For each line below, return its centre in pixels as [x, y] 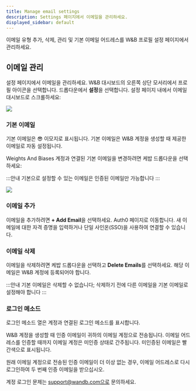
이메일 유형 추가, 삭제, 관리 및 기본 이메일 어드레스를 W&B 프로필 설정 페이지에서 [97, 40]
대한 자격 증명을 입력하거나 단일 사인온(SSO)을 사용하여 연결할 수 [96, 227]
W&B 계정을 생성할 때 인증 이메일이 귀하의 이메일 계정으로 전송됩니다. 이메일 [93, 335]
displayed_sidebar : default [40, 22]
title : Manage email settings [43, 11]
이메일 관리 [25, 67]
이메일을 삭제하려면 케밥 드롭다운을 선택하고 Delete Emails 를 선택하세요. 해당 [95, 265]
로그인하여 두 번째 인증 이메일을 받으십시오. [55, 369]
